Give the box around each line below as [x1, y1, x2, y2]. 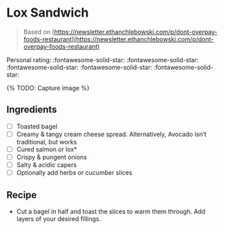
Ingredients [6, 104, 57, 115]
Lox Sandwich [6, 5, 89, 21]
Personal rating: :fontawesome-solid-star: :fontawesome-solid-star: [6, 55, 199, 64]
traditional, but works [16, 137, 77, 146]
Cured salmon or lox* [16, 145, 77, 153]
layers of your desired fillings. [16, 214, 101, 222]
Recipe [6, 189, 37, 201]
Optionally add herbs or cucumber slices [16, 169, 133, 177]
